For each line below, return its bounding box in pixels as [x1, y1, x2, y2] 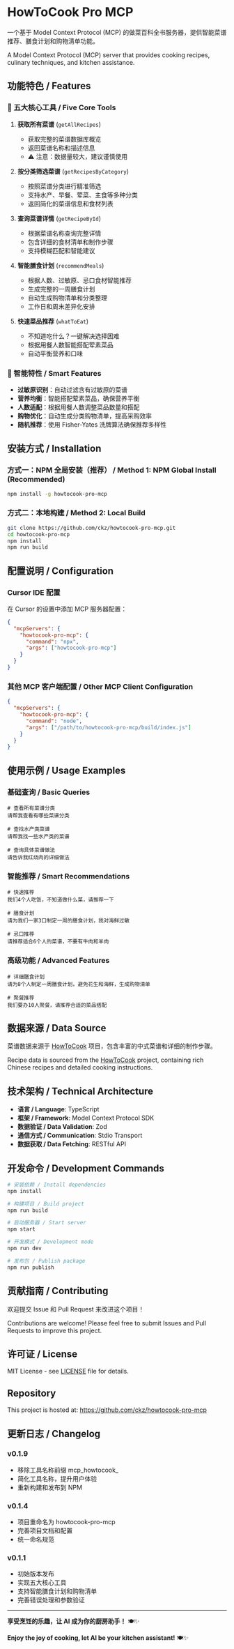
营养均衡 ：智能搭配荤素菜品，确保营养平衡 [17, 394, 140, 402]
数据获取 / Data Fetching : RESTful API [17, 1140, 127, 1148]
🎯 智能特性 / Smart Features [7, 368, 102, 378]
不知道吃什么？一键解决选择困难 [27, 332, 120, 340]
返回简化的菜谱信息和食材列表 [27, 199, 114, 208]
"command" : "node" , [25, 717, 82, 724]
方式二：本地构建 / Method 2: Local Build [7, 508, 146, 518]
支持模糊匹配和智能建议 [27, 246, 95, 254]
